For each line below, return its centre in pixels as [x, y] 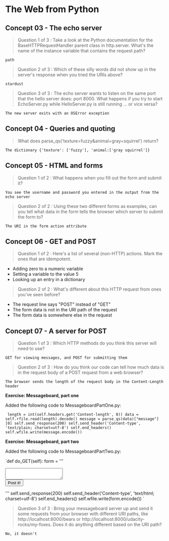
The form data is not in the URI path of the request [65, 310]
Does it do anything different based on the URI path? [107, 525]
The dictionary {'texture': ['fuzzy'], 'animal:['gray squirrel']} [78, 150]
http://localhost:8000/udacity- [113, 519]
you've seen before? [39, 295]
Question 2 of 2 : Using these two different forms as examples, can [87, 206]
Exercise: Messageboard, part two [42, 442]
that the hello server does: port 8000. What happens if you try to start [90, 99]
